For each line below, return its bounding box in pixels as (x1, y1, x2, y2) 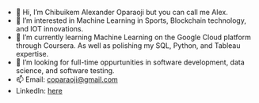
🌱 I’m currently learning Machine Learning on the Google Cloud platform (15, 32, 252, 42)
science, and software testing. (15, 66, 115, 75)
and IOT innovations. (15, 24, 84, 33)
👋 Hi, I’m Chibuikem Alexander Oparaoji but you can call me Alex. (15, 8, 228, 17)
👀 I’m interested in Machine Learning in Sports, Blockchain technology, (15, 16, 247, 25)
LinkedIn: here (15, 86, 63, 95)
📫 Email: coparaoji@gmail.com (15, 75, 119, 84)
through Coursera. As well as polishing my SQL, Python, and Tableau (15, 41, 241, 50)
